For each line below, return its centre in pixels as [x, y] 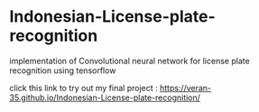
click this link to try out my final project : [83, 88]
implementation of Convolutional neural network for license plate [129, 61]
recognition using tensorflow [63, 70]
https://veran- [185, 88]
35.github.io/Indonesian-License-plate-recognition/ [105, 98]
